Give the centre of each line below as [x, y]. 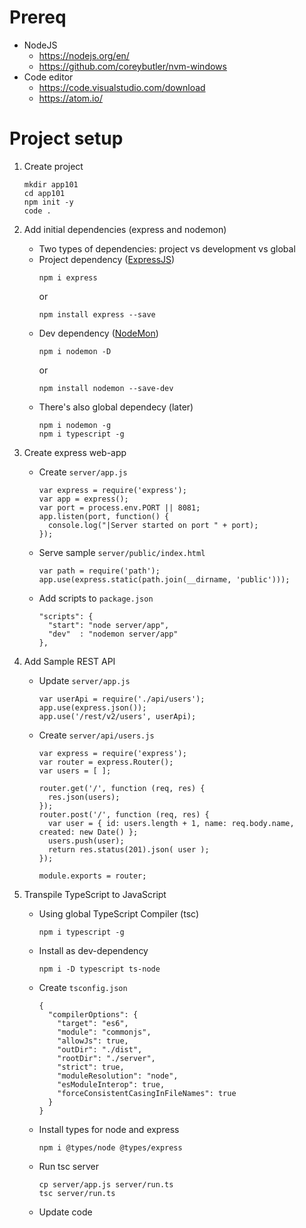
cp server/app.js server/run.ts [106, 1184]
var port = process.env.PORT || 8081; [119, 507]
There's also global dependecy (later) [116, 407]
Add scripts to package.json [96, 598]
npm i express [68, 277]
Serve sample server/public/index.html [122, 552]
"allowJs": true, [93, 1041]
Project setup [66, 138]
